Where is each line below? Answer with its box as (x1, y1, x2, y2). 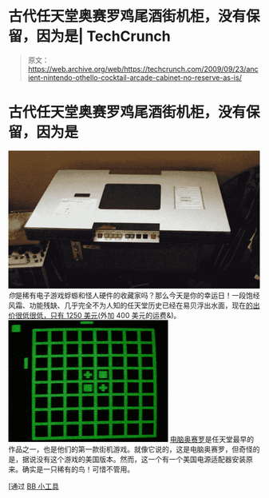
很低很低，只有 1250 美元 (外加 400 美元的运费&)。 (14, 311, 181, 321)
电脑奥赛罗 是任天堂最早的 (169, 435, 254, 444)
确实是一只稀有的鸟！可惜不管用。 (22, 464, 134, 474)
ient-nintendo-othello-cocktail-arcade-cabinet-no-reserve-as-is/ (27, 73, 242, 82)
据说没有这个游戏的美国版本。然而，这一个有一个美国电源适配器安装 (22, 455, 246, 464)
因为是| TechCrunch (36, 27, 172, 46)
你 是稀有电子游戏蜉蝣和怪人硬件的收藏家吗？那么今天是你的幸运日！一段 (8, 291, 246, 301)
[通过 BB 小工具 (8, 481, 60, 492)
